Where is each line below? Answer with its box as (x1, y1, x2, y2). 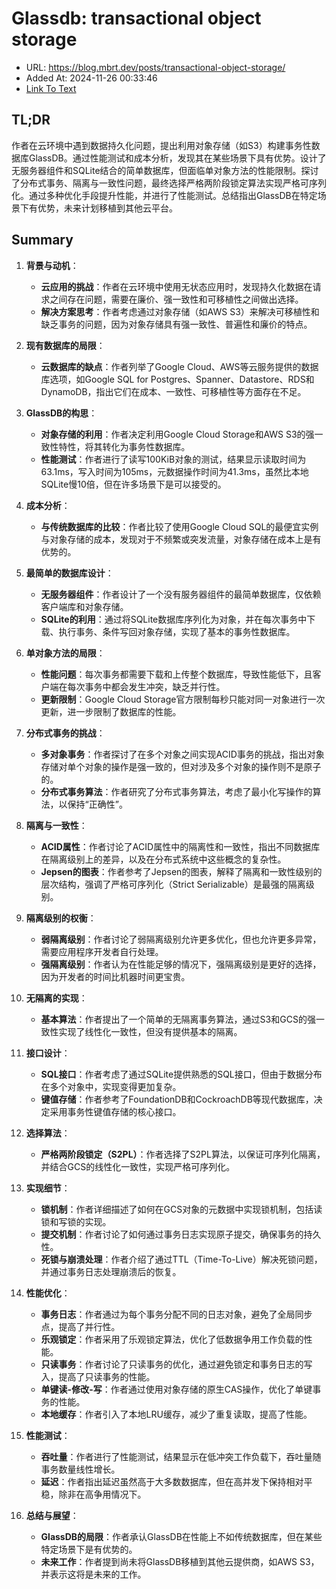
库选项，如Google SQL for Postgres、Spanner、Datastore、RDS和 (40, 373, 315, 385)
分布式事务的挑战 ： (25, 727, 106, 739)
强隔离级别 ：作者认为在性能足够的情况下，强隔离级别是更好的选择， (40, 958, 322, 970)
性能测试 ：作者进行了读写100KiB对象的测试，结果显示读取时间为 (40, 453, 307, 465)
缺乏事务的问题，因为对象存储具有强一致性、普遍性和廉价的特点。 (40, 318, 313, 330)
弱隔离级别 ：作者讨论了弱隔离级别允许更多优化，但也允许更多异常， (40, 933, 322, 945)
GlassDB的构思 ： (25, 407, 98, 419)
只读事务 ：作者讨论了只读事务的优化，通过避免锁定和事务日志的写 (40, 1358, 313, 1370)
